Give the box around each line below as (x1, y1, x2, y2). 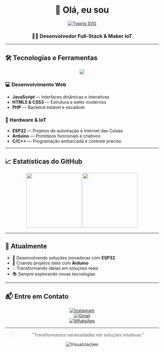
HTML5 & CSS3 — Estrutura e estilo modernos (12, 99, 106, 105)
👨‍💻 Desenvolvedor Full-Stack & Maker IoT (31, 33, 133, 39)
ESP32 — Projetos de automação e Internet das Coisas (12, 128, 123, 134)
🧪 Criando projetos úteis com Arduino (12, 260, 89, 266)
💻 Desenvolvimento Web (5, 81, 67, 88)
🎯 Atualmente (5, 242, 47, 250)
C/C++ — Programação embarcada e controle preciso (12, 138, 122, 144)
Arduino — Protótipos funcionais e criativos (12, 133, 101, 138)
